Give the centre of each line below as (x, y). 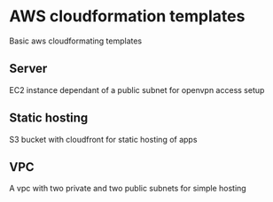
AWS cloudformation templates (127, 16)
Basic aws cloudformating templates (76, 41)
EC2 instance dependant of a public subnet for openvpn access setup (137, 89)
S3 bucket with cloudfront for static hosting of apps (103, 139)
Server (28, 69)
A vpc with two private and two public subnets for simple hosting (128, 189)
